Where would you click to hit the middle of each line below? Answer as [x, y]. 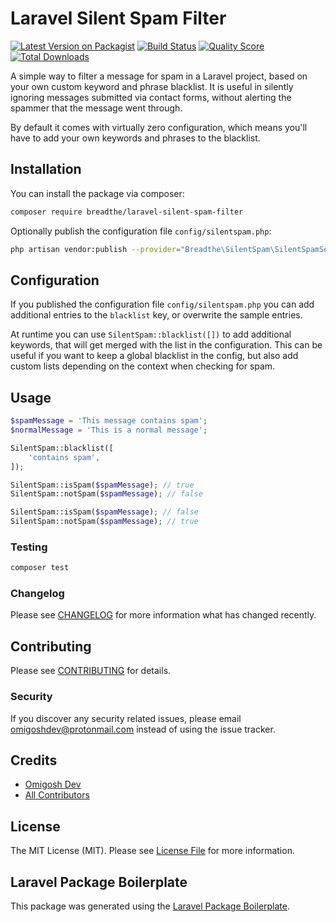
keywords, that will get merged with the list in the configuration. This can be [166, 345]
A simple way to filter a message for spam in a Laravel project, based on [159, 76]
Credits [34, 760]
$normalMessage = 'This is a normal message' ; [109, 430]
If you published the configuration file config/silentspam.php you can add [162, 304]
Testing [29, 547]
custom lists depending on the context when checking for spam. [143, 366]
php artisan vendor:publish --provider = [96, 249]
